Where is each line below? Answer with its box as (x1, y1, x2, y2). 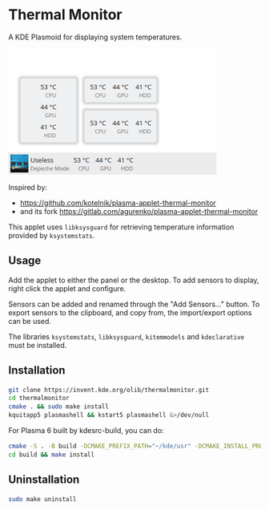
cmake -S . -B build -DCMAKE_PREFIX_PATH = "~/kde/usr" (8, 443, 192, 451)
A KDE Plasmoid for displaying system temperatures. (8, 32, 183, 42)
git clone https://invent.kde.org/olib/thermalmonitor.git (8, 386, 210, 394)
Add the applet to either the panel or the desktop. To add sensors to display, (8, 275, 259, 285)
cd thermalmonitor (8, 395, 70, 403)
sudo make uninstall (8, 495, 78, 503)
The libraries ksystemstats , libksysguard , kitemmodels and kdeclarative (8, 331, 245, 342)
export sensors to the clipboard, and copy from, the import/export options (8, 307, 252, 318)
